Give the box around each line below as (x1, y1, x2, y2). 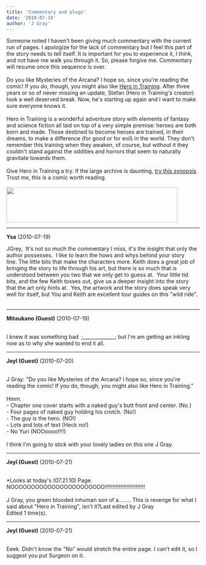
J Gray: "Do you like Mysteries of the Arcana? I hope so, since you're (6, 376, 181, 383)
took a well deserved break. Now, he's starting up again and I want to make (6, 96, 196, 103)
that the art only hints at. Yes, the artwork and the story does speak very (6, 284, 191, 292)
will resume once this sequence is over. (6, 63, 106, 70)
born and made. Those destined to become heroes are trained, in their (6, 128, 184, 135)
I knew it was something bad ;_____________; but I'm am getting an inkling (6, 333, 190, 341)
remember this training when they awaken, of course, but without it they (6, 142, 189, 149)
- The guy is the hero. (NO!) (6, 415, 77, 422)
